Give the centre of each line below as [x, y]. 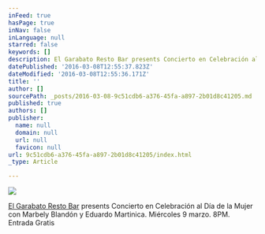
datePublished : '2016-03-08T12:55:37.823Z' [81, 67]
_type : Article [33, 162]
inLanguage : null [37, 37]
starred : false [33, 45]
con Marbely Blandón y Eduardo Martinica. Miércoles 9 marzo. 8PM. [119, 214]
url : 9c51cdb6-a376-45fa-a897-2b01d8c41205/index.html [100, 154]
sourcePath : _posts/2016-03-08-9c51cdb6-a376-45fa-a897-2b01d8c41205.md [130, 96]
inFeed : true [30, 15]
